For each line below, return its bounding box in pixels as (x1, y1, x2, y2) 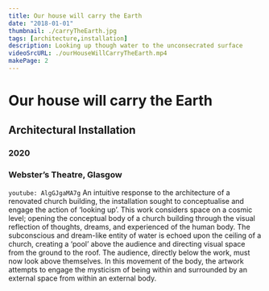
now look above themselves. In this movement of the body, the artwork (8, 256, 244, 266)
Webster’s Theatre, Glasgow (8, 169, 122, 181)
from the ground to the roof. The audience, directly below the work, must (8, 247, 250, 257)
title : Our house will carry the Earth (8, 11, 143, 20)
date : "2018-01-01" (8, 19, 74, 27)
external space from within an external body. (8, 273, 157, 283)
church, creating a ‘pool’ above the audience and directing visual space (8, 239, 246, 248)
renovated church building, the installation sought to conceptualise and (8, 196, 244, 206)
